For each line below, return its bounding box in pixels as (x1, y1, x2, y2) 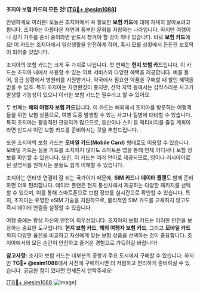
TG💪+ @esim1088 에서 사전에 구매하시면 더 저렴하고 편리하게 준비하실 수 (12, 260, 184, 266)
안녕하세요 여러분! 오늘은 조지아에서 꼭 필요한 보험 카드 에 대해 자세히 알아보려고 (6, 19, 191, 26)
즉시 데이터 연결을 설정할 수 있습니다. (6, 204, 93, 211)
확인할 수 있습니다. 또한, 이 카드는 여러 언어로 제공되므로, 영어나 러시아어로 (17, 154, 191, 161)
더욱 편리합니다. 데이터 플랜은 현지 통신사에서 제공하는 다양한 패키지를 (17, 182, 180, 188)
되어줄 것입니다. (12, 48, 50, 56)
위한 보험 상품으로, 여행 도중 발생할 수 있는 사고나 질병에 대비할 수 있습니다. (17, 111, 192, 118)
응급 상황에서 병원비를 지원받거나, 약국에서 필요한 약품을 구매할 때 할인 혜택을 (14, 76, 194, 83)
